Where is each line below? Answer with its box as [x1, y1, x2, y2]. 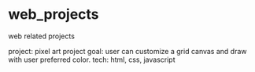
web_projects [8, 5, 100, 23]
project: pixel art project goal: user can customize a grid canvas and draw [8, 46, 247, 56]
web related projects [8, 31, 75, 41]
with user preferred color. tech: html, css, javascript [8, 55, 176, 64]
